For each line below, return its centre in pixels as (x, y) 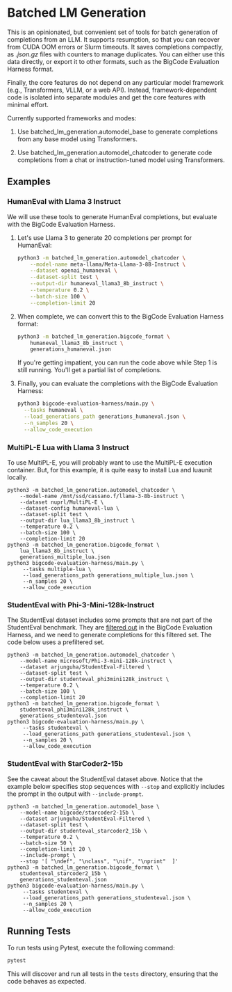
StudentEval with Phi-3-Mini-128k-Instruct (81, 605)
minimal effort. (28, 104)
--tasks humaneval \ (53, 410)
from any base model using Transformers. (77, 139)
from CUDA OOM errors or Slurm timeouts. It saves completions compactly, (115, 47)
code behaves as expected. (47, 982)
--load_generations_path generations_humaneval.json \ (105, 417)
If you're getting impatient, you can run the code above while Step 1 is (117, 362)
